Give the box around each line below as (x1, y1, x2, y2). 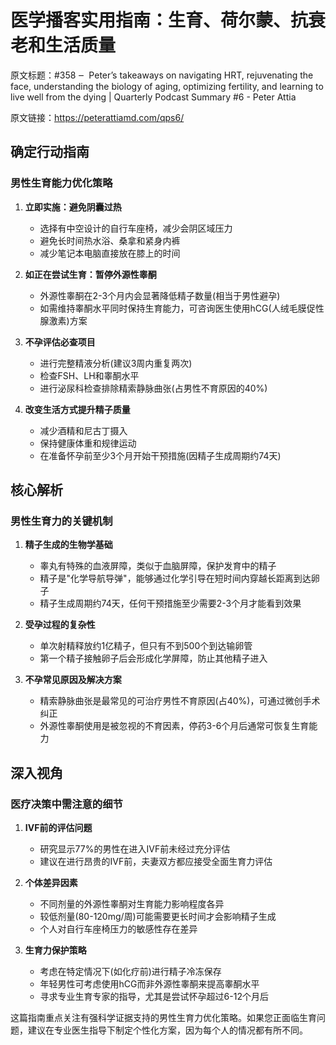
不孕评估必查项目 (24, 336, 96, 348)
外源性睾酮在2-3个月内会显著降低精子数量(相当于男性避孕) (39, 289, 281, 301)
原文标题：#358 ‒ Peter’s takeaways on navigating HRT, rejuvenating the (10, 69, 314, 81)
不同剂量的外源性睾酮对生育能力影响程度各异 (39, 898, 225, 910)
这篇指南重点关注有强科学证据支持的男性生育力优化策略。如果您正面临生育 (10, 1012, 317, 1023)
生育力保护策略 (24, 944, 87, 956)
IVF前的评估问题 (24, 822, 93, 833)
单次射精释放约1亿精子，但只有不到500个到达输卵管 (39, 640, 253, 652)
